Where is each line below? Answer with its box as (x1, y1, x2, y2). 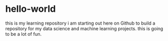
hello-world (5, 3, 56, 15)
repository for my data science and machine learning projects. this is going (5, 25, 163, 31)
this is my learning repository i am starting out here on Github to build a (5, 20, 155, 26)
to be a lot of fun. (5, 31, 42, 37)
